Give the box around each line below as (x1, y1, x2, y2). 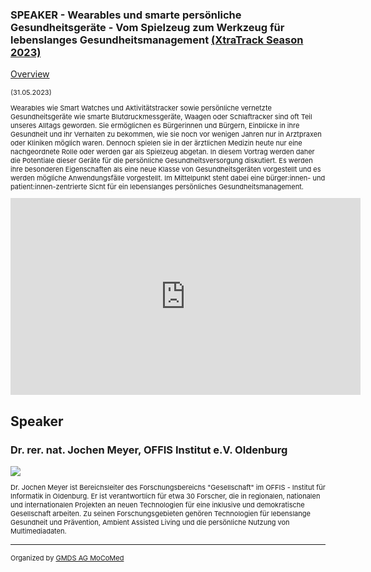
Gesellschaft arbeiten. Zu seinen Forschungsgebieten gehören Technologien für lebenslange (10, 508, 311, 518)
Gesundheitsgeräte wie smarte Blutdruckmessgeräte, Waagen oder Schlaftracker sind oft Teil (10, 112, 313, 122)
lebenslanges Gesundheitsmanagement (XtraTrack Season (10, 33, 304, 47)
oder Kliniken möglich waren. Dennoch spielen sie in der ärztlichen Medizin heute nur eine (10, 138, 303, 148)
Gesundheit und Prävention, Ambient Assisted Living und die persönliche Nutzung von (10, 517, 290, 527)
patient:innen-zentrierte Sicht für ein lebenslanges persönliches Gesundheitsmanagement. (10, 182, 304, 192)
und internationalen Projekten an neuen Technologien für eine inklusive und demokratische (10, 499, 305, 510)
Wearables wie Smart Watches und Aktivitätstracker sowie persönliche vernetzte (10, 103, 272, 113)
